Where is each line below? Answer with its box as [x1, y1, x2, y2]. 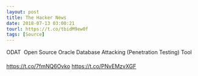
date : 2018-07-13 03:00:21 [6, 20, 75, 26]
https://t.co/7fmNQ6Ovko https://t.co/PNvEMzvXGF [6, 63, 136, 70]
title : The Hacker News [6, 15, 67, 21]
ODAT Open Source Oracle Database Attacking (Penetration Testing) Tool [6, 49, 192, 56]
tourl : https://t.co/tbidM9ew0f [6, 26, 88, 32]
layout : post [6, 9, 40, 15]
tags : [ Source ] [6, 32, 45, 38]
